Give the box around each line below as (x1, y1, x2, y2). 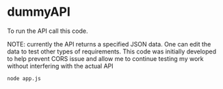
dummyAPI (7, 4, 70, 20)
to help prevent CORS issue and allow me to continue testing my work (7, 54, 204, 62)
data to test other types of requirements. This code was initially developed (7, 47, 217, 55)
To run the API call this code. (7, 27, 88, 35)
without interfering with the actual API (7, 62, 114, 70)
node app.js (7, 75, 41, 82)
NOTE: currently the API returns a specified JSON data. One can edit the (7, 40, 211, 48)
